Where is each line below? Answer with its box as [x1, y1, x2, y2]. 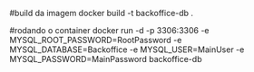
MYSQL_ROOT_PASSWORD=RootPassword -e [9, 35, 182, 45]
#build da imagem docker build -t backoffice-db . [9, 8, 193, 18]
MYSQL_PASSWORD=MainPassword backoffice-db [9, 54, 202, 64]
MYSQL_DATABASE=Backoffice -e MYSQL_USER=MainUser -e [9, 44, 245, 55]
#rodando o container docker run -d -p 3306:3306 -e [9, 25, 210, 35]
